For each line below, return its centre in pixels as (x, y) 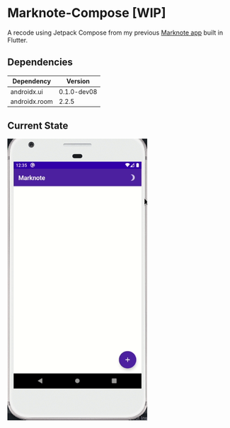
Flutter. (18, 40)
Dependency (32, 81)
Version (78, 81)
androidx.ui (27, 91)
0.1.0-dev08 (78, 91)
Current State (38, 125)
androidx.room (31, 101)
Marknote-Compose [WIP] (87, 13)
